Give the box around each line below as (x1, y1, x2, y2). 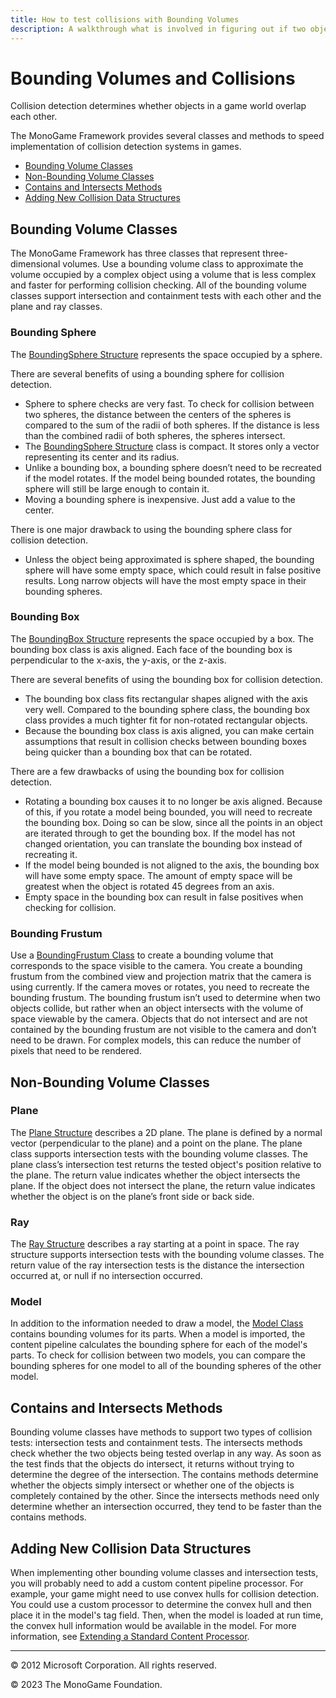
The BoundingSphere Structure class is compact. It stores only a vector (24, 440, 320, 452)
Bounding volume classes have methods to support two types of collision (10, 1426, 313, 1438)
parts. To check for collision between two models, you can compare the (10, 1349, 307, 1361)
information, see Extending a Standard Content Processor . (10, 1631, 250, 1643)
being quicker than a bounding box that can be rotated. (24, 746, 253, 758)
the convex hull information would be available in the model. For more (10, 1620, 297, 1632)
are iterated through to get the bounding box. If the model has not (24, 827, 296, 839)
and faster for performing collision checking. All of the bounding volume (10, 279, 307, 291)
